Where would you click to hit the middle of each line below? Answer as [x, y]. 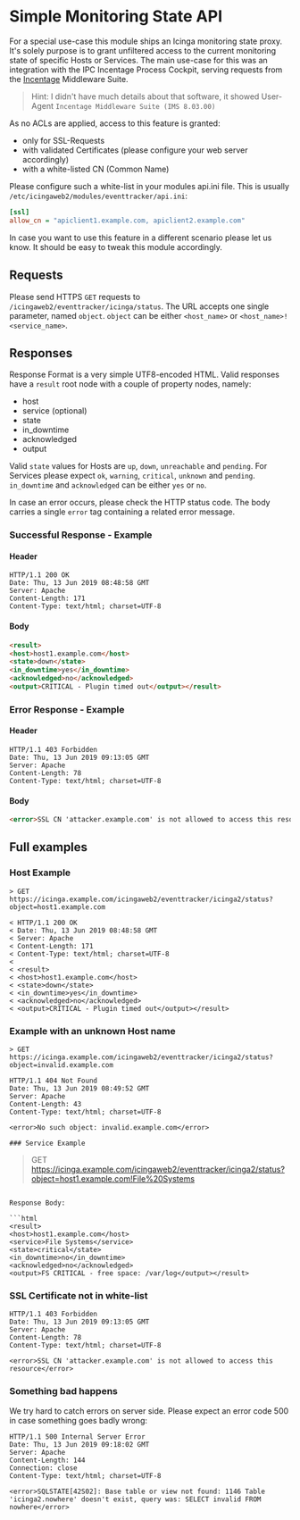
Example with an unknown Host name [92, 1031]
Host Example [40, 873]
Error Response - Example [67, 709]
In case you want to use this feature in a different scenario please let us [141, 238]
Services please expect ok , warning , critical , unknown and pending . [133, 476]
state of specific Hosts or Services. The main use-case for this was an [138, 60]
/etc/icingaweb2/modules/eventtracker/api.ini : [99, 196]
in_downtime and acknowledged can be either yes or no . [108, 485]
